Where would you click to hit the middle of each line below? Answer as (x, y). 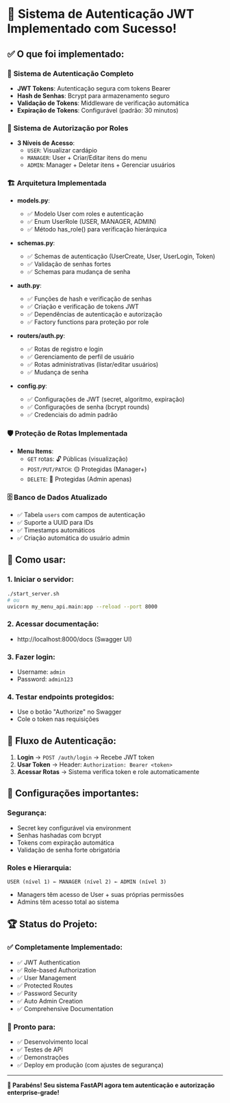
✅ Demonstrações (43, 1058)
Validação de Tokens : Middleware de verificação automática (103, 103)
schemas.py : (36, 243)
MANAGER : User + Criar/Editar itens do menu (87, 158)
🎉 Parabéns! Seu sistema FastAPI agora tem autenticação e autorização (111, 1085)
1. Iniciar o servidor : (40, 580)
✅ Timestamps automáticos (56, 530)
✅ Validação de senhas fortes (69, 264)
